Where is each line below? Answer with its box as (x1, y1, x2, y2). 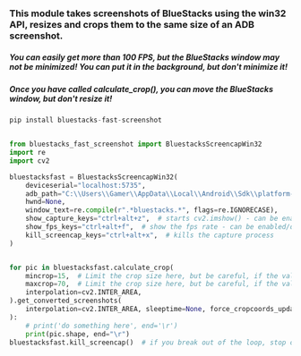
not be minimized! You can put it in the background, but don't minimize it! (9, 61, 288, 72)
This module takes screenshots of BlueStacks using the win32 (9, 7, 287, 20)
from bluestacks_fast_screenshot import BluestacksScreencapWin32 (9, 140, 262, 149)
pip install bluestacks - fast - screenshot (9, 115, 163, 125)
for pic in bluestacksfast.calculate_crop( (9, 263, 175, 272)
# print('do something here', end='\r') (25, 321, 178, 330)
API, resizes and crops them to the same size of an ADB (9, 18, 255, 30)
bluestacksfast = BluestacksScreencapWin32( (9, 173, 178, 182)
